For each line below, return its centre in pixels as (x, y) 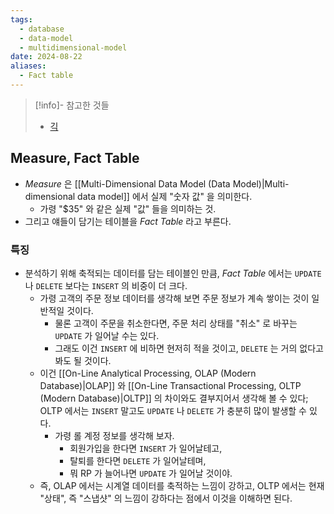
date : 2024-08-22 (46, 57)
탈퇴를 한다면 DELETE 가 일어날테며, (138, 460)
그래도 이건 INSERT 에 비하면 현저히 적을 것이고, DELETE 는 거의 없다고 (189, 348)
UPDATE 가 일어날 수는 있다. (107, 335)
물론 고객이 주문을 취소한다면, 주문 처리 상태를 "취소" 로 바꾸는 (176, 323)
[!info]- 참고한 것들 (72, 105)
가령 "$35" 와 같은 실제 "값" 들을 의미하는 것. (128, 208)
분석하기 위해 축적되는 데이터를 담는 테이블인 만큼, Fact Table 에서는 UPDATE (173, 273)
